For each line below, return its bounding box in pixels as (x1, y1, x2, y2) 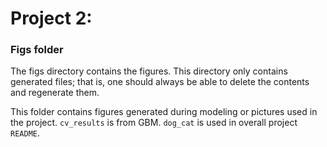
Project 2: (10, 7, 93, 30)
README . (10, 127, 40, 139)
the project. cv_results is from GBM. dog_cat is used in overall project (10, 117, 298, 129)
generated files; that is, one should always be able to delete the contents (10, 76, 310, 88)
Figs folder (10, 43, 64, 57)
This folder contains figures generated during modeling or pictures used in (10, 106, 318, 118)
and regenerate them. (10, 87, 100, 99)
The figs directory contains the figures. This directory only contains (10, 65, 288, 77)
